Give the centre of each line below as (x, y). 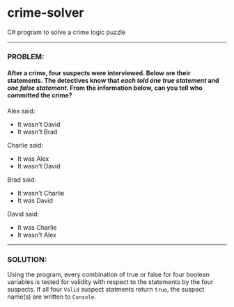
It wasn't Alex (37, 235)
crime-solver (46, 13)
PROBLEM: (26, 56)
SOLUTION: (27, 259)
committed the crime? (40, 95)
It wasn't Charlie (41, 194)
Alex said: (21, 111)
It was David (35, 200)
